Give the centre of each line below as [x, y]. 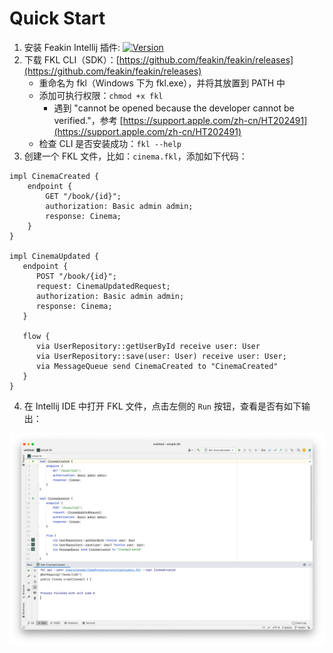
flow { [36, 336]
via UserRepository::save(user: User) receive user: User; [161, 356]
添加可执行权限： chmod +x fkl [101, 95]
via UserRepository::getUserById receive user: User [148, 346]
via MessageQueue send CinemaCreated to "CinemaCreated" [157, 366]
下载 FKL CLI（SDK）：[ [71, 59]
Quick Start [57, 18]
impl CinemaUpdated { [54, 256]
